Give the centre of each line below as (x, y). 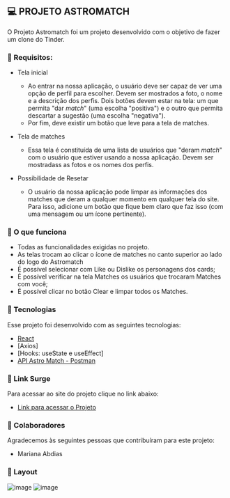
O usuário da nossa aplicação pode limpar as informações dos (117, 192)
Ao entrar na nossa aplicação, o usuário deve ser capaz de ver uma (125, 86)
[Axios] (28, 345)
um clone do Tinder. (36, 39)
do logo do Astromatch (50, 262)
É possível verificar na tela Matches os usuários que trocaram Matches (119, 277)
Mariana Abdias (40, 454)
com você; (32, 284)
